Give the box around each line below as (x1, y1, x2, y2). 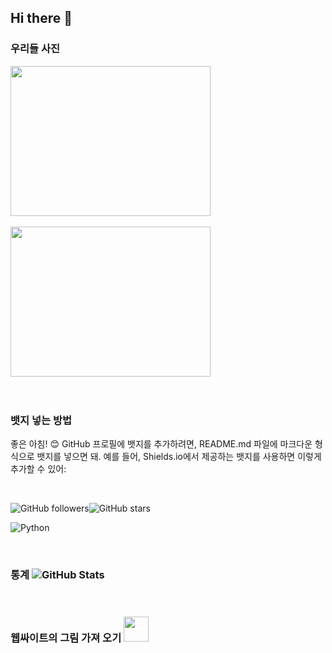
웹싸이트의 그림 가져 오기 (10, 631, 122, 645)
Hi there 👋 (10, 10, 73, 27)
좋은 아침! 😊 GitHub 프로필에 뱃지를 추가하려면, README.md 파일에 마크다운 (10, 437, 313, 450)
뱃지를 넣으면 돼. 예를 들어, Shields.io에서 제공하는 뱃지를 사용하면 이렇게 (36, 450, 322, 462)
